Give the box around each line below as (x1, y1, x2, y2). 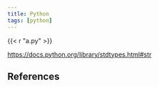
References (7, 70, 60, 82)
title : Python (7, 10, 50, 18)
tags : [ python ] (7, 17, 53, 24)
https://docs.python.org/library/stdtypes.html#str (7, 50, 152, 59)
